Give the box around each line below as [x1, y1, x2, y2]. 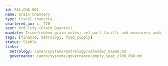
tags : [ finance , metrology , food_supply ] [5, 35, 93, 40]
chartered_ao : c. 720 [5, 21, 50, 26]
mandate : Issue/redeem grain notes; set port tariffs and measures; [5, 30, 151, 35]
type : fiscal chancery [5, 16, 52, 21]
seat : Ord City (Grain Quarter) [5, 26, 72, 31]
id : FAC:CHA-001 [5, 7, 39, 12]
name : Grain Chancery [5, 12, 50, 17]
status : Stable [5, 40, 37, 45]
